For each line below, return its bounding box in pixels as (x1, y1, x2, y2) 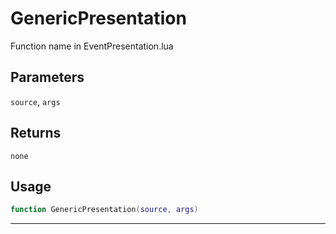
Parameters (10, 69, 85, 86)
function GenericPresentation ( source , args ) (10, 205, 199, 215)
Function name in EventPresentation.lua (10, 40, 174, 52)
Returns (10, 125, 62, 142)
